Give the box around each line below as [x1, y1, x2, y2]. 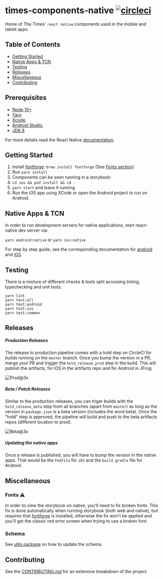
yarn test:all [5, 298, 34, 303]
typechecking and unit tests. [5, 284, 62, 289]
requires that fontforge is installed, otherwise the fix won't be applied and [5, 512, 152, 518]
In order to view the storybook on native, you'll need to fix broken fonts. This [5, 502, 159, 508]
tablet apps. [5, 26, 29, 32]
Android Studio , [12, 122, 44, 128]
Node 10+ [12, 107, 32, 112]
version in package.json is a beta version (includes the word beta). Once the [5, 409, 157, 415]
